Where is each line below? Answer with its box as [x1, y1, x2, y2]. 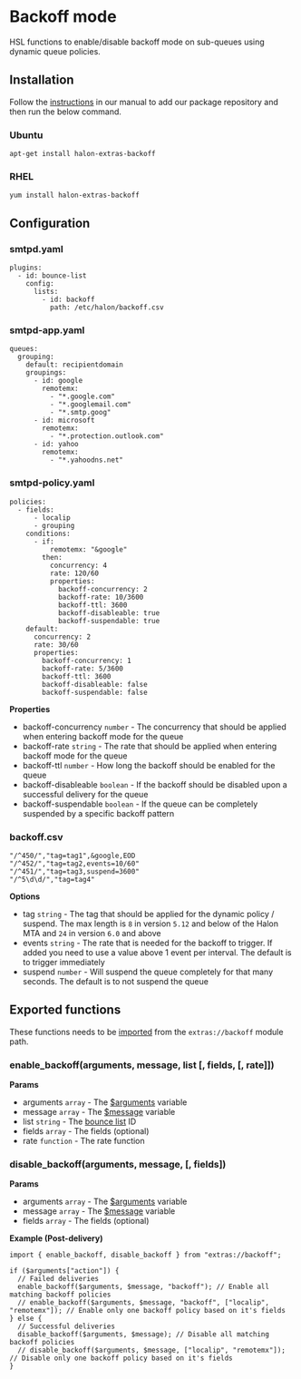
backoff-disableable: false [42, 680, 148, 689]
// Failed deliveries [17, 1275, 100, 1284]
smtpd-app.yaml [9, 324, 85, 337]
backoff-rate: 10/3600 [57, 592, 144, 601]
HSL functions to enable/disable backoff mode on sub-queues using [9, 36, 265, 47]
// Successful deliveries [17, 1322, 116, 1331]
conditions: [25, 529, 71, 538]
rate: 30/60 [33, 640, 79, 650]
